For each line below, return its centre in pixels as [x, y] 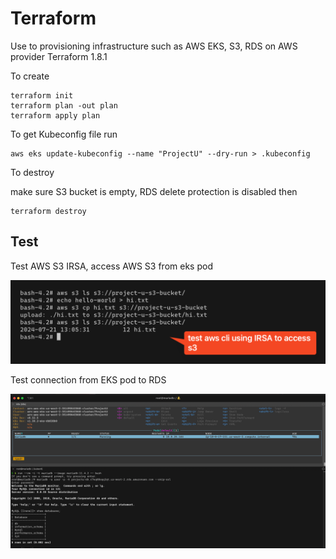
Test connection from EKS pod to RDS [88, 379]
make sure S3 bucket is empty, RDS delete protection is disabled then [154, 191]
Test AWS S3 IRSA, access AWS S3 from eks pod [111, 266]
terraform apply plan [55, 115]
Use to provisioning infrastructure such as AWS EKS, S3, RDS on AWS [154, 46]
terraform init [42, 95]
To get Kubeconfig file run [64, 134]
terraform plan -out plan [64, 105]
